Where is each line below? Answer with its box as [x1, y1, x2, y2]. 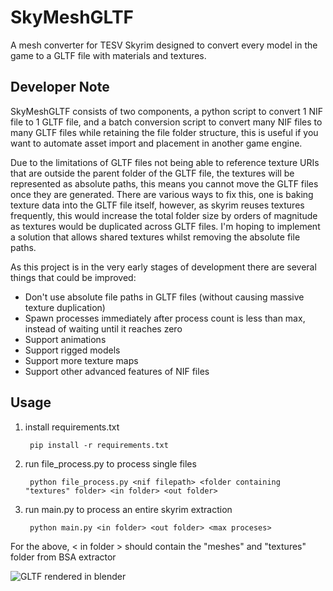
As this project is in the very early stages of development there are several [10, 261, 317, 273]
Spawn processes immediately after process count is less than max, [24, 312, 306, 324]
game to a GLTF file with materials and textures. [10, 49, 207, 61]
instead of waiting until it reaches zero [24, 322, 183, 335]
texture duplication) [24, 301, 106, 313]
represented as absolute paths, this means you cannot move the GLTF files [10, 177, 319, 190]
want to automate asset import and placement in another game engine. [10, 137, 303, 149]
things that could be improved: [10, 271, 137, 283]
